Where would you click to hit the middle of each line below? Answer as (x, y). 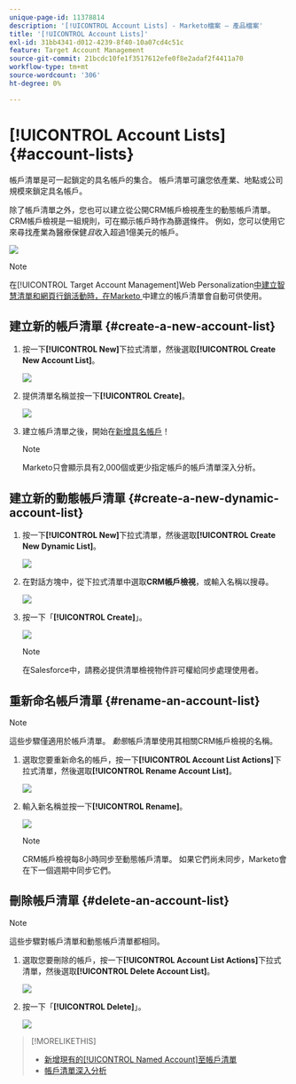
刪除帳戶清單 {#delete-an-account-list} (120, 901)
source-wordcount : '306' (55, 75)
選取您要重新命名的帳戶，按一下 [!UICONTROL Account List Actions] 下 (152, 760)
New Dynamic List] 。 (62, 546)
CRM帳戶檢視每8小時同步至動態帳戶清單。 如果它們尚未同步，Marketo (150, 859)
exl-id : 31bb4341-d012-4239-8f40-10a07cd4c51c (97, 42)
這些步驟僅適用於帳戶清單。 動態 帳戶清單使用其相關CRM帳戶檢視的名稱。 (143, 741)
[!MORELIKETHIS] (63, 1040)
